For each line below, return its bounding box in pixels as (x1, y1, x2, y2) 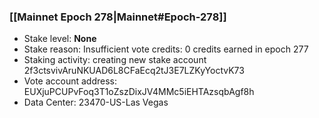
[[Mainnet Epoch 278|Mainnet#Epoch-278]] (9, 10, 227, 24)
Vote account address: (23, 75, 118, 87)
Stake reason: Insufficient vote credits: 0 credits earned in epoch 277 (23, 43, 309, 55)
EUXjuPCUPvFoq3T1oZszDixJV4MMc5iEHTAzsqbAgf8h (23, 86, 255, 98)
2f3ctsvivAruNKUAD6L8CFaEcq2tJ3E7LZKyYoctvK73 (23, 65, 245, 77)
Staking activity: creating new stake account (23, 54, 207, 66)
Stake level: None (23, 33, 97, 45)
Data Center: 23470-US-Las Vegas (23, 96, 169, 109)
